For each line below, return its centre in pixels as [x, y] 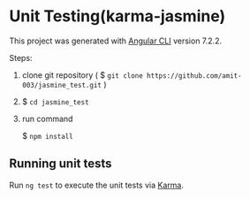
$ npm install [47, 135]
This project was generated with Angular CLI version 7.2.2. [116, 41]
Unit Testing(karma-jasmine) [117, 16]
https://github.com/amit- [194, 76]
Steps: [21, 57]
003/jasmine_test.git [61, 85]
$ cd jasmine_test [56, 101]
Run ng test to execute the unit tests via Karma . [96, 185]
